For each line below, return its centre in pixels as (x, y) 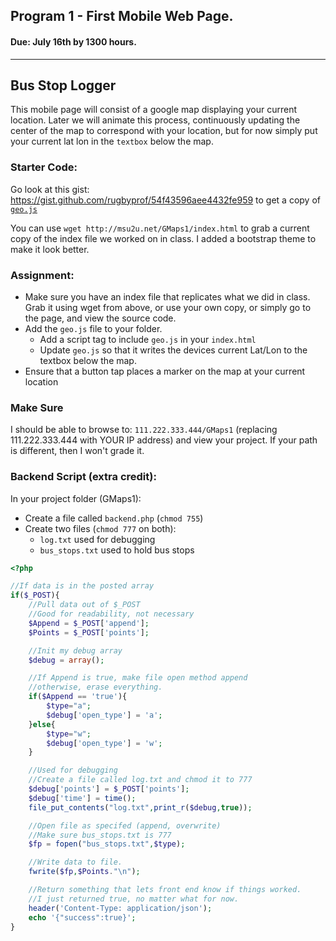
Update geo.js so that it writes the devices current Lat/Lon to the (173, 350)
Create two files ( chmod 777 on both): (100, 528)
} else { (42, 724)
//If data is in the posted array (82, 586)
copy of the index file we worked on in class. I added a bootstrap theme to (163, 238)
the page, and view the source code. (100, 318)
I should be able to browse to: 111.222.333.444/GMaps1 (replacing (144, 430)
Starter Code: (44, 167)
